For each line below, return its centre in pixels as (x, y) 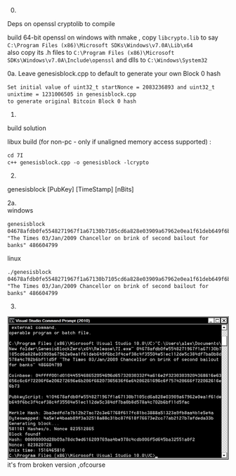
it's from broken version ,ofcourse (57, 465)
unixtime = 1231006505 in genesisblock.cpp (72, 94)
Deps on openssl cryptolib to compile (61, 24)
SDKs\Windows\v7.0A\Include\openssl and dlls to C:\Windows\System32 (107, 60)
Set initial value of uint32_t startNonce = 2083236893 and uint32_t (111, 87)
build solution (27, 128)
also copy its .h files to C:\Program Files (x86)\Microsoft (91, 52)
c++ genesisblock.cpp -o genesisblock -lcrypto (78, 163)
